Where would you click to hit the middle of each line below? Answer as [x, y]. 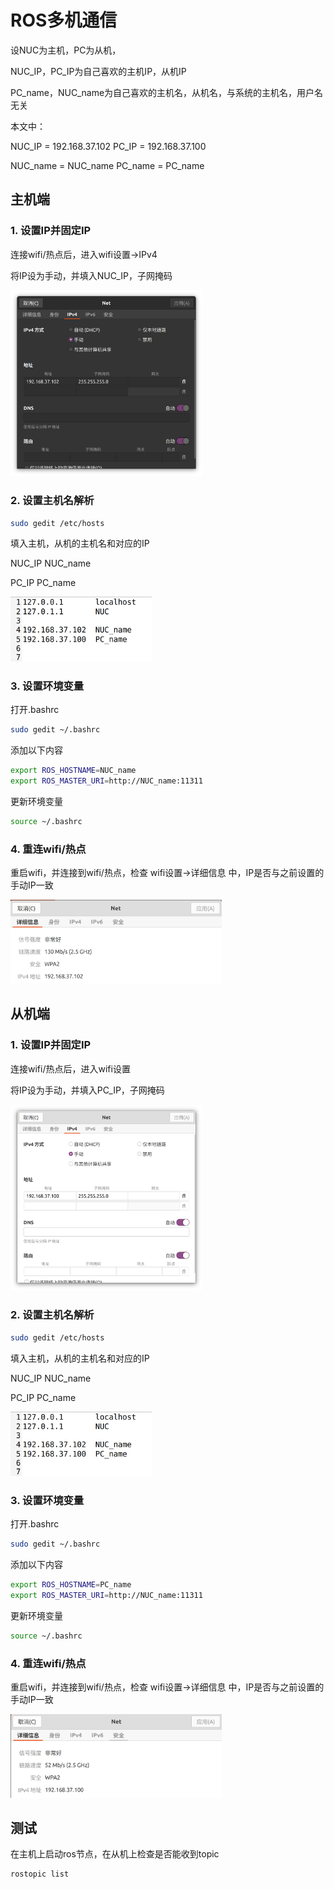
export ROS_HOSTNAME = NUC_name [73, 771]
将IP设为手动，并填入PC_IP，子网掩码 [87, 1090]
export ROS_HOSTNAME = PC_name [71, 1585]
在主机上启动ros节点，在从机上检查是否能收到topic [115, 1854]
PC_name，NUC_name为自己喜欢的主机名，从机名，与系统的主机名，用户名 [167, 92]
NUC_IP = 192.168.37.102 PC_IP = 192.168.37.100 [108, 146]
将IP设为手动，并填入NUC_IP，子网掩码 [91, 275]
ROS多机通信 [64, 20]
